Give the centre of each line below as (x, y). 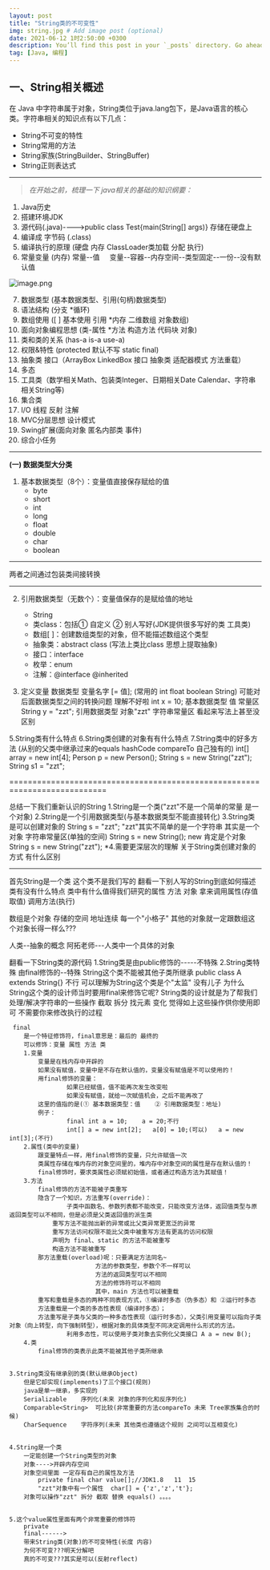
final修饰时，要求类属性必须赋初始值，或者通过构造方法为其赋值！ (133, 1172)
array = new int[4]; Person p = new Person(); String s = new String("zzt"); (131, 757)
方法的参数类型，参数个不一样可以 (143, 1266)
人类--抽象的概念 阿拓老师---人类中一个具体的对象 (92, 945)
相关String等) (42, 389)
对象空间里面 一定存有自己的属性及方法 (79, 1473)
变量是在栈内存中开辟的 (71, 1061)
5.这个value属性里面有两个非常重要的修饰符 (73, 1520)
